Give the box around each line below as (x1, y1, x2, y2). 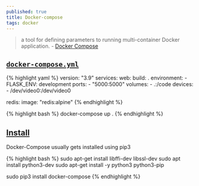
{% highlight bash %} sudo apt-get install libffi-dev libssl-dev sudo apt (6, 155, 181, 162)
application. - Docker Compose (20, 42, 99, 50)
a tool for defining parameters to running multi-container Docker (20, 36, 180, 44)
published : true (6, 8, 47, 15)
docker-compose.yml (6, 60, 79, 69)
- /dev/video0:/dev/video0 (6, 87, 71, 94)
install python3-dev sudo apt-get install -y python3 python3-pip (6, 161, 165, 168)
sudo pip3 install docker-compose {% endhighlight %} (6, 173, 141, 180)
